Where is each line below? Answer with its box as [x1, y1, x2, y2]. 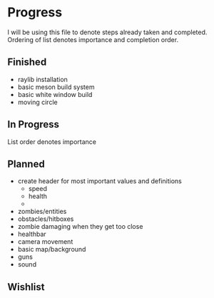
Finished [7, 56, 47, 68]
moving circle [17, 98, 58, 106]
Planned [7, 158, 45, 170]
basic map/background [17, 245, 86, 254]
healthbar [17, 230, 46, 239]
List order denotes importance [7, 137, 96, 146]
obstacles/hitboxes [17, 215, 74, 223]
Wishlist [7, 281, 45, 293]
